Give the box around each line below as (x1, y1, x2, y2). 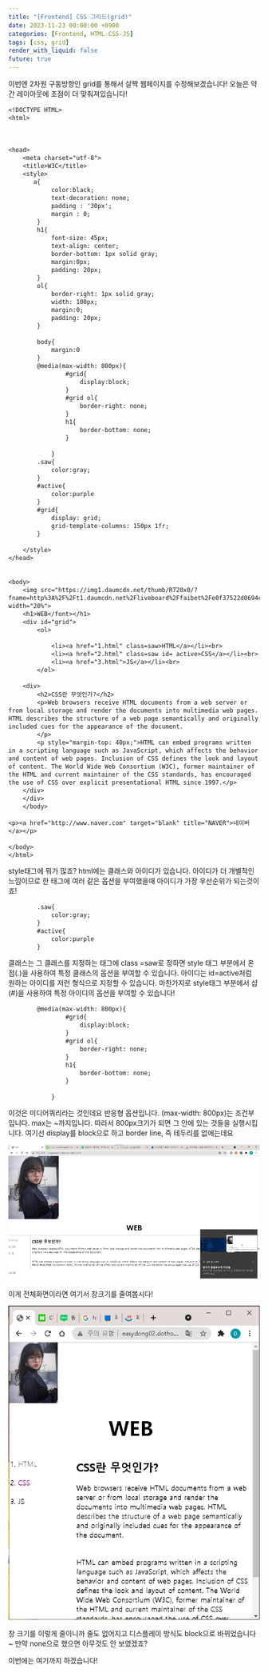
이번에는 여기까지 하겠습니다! (8, 1655, 98, 1665)
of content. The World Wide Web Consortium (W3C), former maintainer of (8, 762, 255, 770)
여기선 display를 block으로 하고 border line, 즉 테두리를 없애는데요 (25, 1128, 234, 1138)
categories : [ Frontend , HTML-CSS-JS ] (8, 30, 134, 38)
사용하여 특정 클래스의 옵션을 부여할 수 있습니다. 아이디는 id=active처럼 (30, 968, 253, 978)
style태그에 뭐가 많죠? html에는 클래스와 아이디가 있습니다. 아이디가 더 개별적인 (8, 867, 255, 875)
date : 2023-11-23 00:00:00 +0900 (8, 21, 120, 30)
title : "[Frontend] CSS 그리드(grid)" (8, 13, 132, 21)
